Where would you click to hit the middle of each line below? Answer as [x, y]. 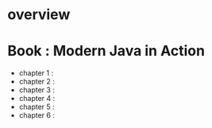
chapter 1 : [36, 73]
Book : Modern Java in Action [106, 51]
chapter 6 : [37, 115]
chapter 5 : [37, 107]
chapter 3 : [37, 90]
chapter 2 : [37, 82]
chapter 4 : [37, 99]
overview [39, 15]
